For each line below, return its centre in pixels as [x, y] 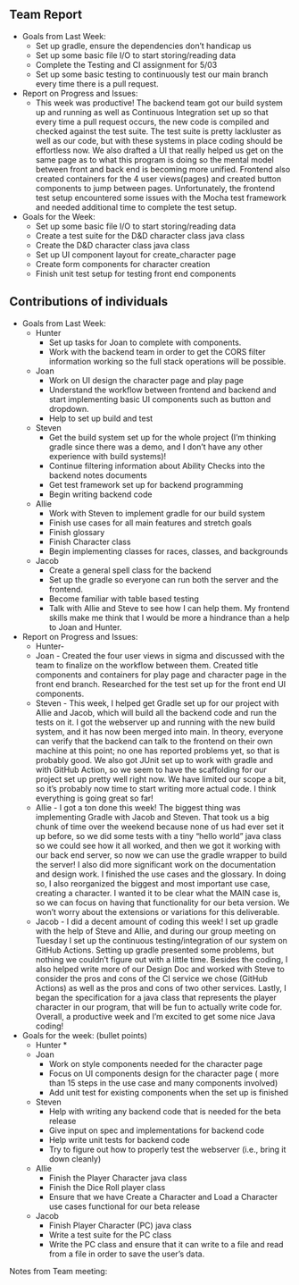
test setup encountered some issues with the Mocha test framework [161, 197]
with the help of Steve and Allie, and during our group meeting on [156, 931]
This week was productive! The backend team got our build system [159, 103]
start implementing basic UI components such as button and [160, 399]
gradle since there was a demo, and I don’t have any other [156, 447]
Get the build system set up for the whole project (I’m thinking [162, 437]
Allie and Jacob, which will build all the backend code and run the [156, 712]
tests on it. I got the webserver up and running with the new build [155, 722]
